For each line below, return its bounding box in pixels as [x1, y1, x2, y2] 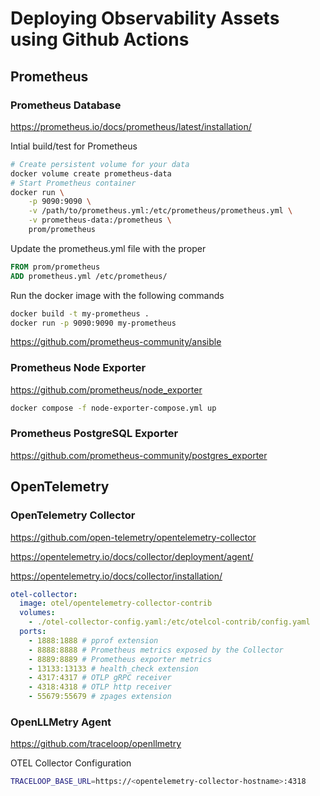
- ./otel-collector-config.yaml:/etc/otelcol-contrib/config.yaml [28, 617, 311, 627]
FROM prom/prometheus [10, 262, 101, 272]
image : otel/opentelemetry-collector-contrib [19, 598, 213, 609]
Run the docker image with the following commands [10, 289, 225, 301]
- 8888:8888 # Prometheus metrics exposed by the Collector [28, 645, 284, 655]
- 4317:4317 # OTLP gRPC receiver [28, 673, 172, 683]
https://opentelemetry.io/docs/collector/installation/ [10, 570, 223, 582]
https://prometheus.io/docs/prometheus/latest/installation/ [10, 120, 252, 132]
